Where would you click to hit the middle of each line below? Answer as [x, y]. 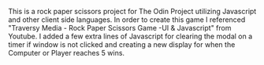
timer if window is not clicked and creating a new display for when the [122, 45]
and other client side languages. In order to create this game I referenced [127, 20]
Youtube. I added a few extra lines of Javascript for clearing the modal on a [130, 36]
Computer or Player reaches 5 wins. [66, 53]
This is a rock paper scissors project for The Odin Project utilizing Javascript [132, 11]
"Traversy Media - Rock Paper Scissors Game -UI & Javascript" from [120, 28]
